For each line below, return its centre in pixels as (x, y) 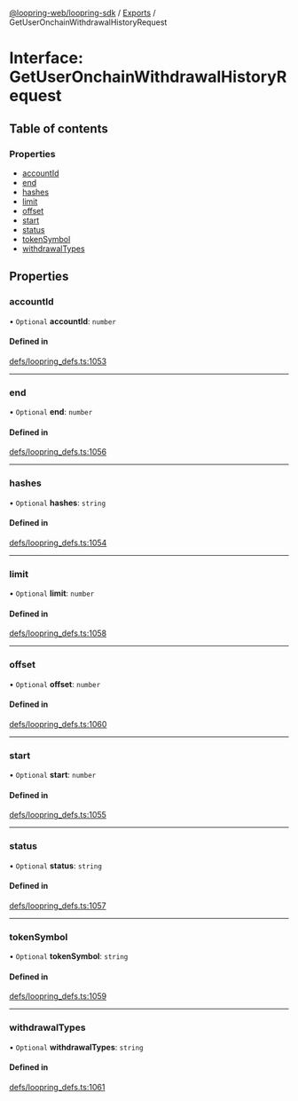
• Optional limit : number (52, 593)
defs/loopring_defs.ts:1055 (58, 815)
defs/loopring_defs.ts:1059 (58, 996)
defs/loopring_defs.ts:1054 (58, 543)
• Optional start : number (53, 775)
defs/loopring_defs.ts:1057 (58, 906)
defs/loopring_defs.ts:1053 (58, 361)
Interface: (47, 58)
